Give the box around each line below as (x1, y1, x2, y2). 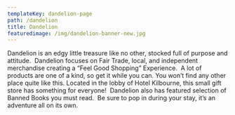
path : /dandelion (7, 17, 58, 24)
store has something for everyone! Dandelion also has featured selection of (7, 86, 227, 95)
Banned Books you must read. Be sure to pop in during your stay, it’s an (7, 94, 216, 102)
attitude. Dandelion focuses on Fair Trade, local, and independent (7, 57, 199, 65)
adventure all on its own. (7, 101, 79, 109)
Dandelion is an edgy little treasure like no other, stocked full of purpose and (7, 49, 228, 57)
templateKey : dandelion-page (7, 10, 93, 18)
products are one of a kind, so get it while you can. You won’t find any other (7, 72, 227, 80)
